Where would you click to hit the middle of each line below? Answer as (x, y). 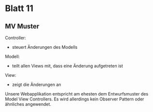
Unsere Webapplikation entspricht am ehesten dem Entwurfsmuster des (77, 94)
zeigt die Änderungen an (36, 84)
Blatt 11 (19, 8)
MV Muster (22, 26)
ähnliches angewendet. (28, 104)
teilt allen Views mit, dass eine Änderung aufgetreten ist (67, 66)
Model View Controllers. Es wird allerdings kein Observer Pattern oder (75, 99)
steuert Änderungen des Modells (45, 47)
